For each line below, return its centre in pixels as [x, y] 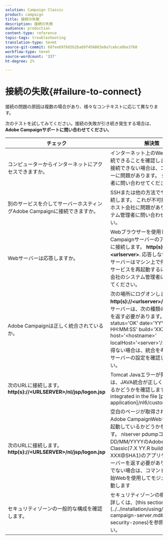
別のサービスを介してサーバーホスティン [55, 204]
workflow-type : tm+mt [28, 52]
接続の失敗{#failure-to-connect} [73, 92]
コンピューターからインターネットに [50, 164]
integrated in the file [134, 396]
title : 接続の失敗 [22, 19]
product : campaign [24, 15]
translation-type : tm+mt [31, 43]
